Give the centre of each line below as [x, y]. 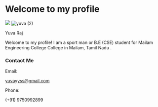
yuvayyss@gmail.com [27, 81]
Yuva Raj [14, 33]
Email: [11, 71]
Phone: [12, 90]
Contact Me [20, 60]
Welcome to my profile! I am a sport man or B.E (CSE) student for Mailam [79, 42]
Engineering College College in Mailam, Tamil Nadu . [59, 47]
